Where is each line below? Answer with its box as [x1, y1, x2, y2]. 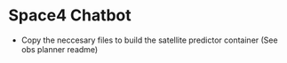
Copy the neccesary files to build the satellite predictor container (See [20, 35, 278, 45]
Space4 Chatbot [8, 5, 132, 26]
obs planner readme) [20, 43, 99, 54]
